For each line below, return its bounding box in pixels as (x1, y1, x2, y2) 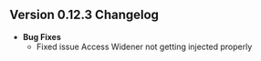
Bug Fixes (22, 31, 61, 42)
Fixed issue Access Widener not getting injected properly (36, 41, 253, 52)
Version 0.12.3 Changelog (9, 7, 160, 23)
